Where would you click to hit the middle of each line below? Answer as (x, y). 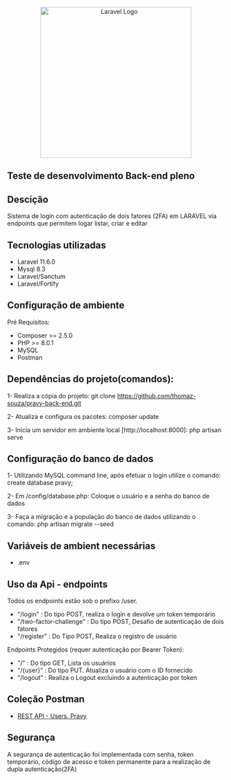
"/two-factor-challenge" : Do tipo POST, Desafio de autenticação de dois (120, 622)
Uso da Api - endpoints (58, 584)
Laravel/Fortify (38, 284)
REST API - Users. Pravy (52, 716)
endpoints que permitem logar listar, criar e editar (78, 224)
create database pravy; (40, 482)
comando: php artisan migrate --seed (60, 524)
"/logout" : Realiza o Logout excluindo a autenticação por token (107, 678)
